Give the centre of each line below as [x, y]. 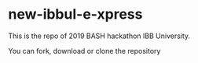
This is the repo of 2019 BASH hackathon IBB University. [99, 36]
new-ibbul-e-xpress [75, 14]
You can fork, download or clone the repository [84, 51]
